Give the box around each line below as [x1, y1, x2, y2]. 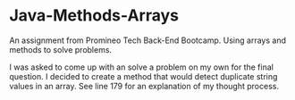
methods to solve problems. [9, 44, 113, 54]
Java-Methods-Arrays [9, 5, 180, 26]
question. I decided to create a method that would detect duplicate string [9, 71, 278, 81]
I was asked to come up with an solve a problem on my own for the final [9, 62, 274, 72]
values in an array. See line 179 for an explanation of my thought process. [9, 80, 280, 91]
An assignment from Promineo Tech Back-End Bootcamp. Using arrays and [9, 35, 286, 46]
